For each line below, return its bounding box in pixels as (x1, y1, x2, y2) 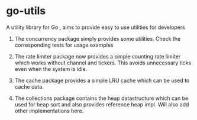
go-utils (6, 4, 46, 18)
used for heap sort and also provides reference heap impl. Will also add (14, 100, 189, 108)
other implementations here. (14, 107, 84, 114)
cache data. (14, 83, 44, 90)
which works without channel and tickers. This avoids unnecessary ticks (14, 59, 192, 66)
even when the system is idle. (14, 65, 88, 72)
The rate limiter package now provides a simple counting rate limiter (14, 53, 181, 60)
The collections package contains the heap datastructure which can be (14, 95, 189, 102)
